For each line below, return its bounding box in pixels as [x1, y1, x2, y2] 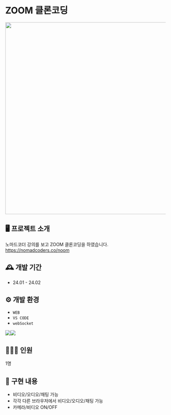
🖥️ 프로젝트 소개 [5, 225, 50, 233]
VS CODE [12, 316, 29, 321]
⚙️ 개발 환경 [5, 295, 40, 304]
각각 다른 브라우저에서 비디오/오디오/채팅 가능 [12, 398, 103, 404]
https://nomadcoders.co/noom [5, 247, 70, 253]
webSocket [12, 321, 34, 326]
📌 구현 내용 [5, 377, 38, 385]
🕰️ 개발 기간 [5, 263, 42, 272]
